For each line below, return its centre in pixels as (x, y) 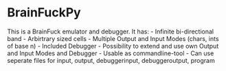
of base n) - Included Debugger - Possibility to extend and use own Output (113, 46)
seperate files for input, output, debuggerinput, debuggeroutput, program (111, 60)
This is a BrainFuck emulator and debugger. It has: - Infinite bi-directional (111, 31)
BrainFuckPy (44, 13)
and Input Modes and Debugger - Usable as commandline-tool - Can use (111, 53)
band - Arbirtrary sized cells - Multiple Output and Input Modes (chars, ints (113, 38)
